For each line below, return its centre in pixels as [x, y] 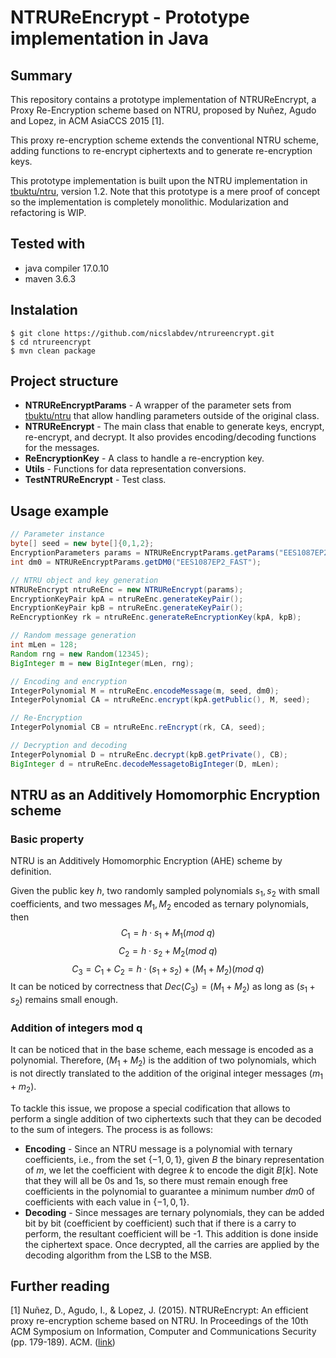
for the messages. [62, 448]
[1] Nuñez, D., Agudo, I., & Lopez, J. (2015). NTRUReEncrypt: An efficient [159, 1310]
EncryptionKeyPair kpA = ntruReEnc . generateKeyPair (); [127, 599]
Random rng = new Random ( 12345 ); [80, 654]
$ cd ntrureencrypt [51, 342]
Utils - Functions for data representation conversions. [135, 469]
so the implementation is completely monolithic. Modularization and [149, 202]
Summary [41, 75]
